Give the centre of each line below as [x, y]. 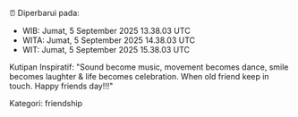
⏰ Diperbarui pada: [45, 13]
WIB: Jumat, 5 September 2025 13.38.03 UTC [106, 31]
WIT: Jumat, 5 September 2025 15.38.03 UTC [106, 50]
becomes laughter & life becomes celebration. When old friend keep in [140, 76]
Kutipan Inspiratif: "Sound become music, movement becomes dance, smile [149, 67]
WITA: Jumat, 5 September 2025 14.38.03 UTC [108, 40]
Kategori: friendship [46, 103]
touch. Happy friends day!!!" [61, 86]
